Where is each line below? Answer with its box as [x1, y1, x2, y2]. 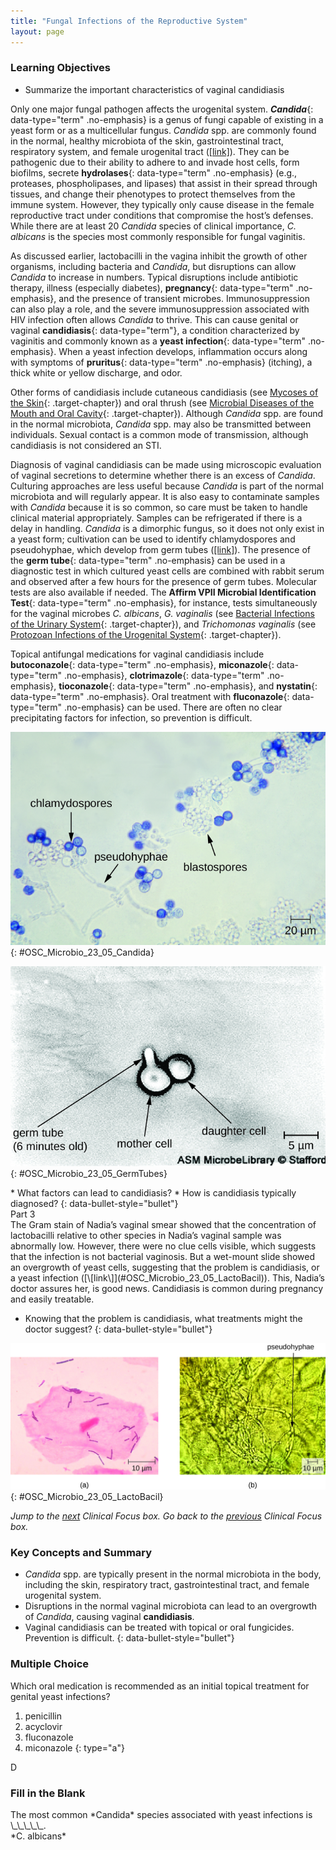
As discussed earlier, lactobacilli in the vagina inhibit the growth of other [10, 250, 308, 262]
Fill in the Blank [10, 1786, 86, 1800]
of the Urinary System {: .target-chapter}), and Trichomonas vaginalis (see [10, 618, 317, 630]
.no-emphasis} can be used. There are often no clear [64, 701, 283, 713]
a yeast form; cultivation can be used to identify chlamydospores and [10, 533, 296, 545]
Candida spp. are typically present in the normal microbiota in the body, [24, 1568, 322, 1580]
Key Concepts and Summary [10, 1545, 153, 1559]
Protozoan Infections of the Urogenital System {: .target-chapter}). [10, 628, 282, 640]
